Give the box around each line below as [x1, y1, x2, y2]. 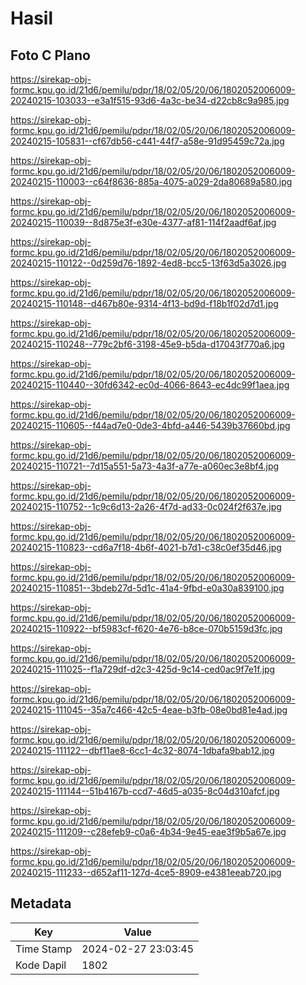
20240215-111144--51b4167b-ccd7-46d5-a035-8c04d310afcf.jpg [10, 785, 280, 797]
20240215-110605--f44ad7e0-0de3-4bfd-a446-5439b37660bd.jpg [10, 420, 291, 431]
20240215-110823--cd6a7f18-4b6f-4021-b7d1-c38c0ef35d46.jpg [10, 542, 282, 553]
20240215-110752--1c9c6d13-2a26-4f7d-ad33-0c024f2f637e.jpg [10, 501, 282, 512]
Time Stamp [15, 942, 73, 956]
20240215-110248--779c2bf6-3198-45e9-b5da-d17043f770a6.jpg [10, 338, 285, 350]
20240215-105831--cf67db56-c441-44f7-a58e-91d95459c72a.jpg [10, 135, 285, 147]
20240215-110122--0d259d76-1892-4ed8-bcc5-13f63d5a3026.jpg [10, 257, 287, 269]
